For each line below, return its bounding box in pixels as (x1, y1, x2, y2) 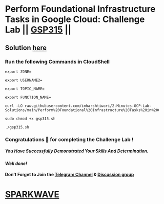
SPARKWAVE (5, 189, 60, 200)
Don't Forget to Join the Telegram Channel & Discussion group (5, 172, 134, 178)
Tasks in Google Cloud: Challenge (5, 14, 145, 25)
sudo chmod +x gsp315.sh (5, 116, 56, 121)
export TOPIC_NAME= (5, 86, 45, 91)
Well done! (5, 160, 28, 166)
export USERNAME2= (5, 78, 42, 82)
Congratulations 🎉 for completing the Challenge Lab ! (5, 136, 134, 143)
